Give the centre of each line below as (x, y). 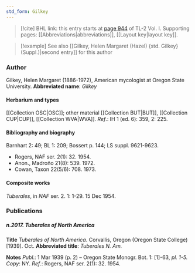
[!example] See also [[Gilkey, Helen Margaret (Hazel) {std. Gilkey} (99, 46)
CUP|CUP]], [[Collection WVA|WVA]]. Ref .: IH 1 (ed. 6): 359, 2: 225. (87, 119)
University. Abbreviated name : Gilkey (52, 86)
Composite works (28, 183)
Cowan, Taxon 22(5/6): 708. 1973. (55, 169)
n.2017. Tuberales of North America (50, 225)
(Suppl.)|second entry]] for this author (66, 52)
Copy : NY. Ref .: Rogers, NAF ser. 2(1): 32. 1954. (64, 264)
